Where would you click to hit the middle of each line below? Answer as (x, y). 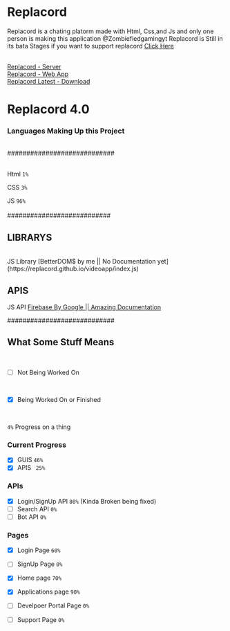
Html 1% (18, 174)
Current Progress (37, 445)
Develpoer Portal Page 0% (53, 605)
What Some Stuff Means (61, 342)
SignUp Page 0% (40, 564)
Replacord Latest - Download (49, 81)
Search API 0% (37, 509)
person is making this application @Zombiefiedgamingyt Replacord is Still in (115, 38)
